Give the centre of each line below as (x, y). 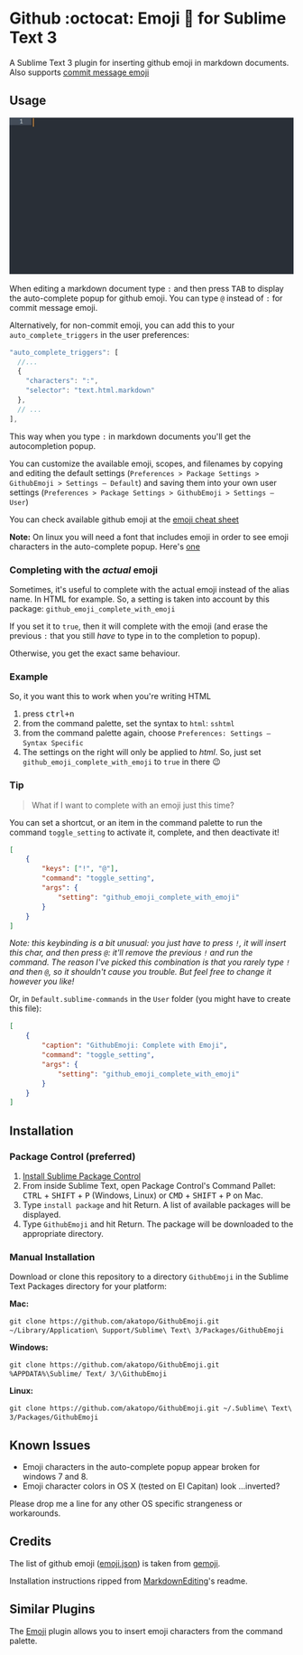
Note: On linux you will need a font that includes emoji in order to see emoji (149, 537)
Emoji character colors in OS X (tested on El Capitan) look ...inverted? (151, 1486)
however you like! (42, 982)
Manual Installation (52, 1257)
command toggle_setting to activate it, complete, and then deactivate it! (144, 832)
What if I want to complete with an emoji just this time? (133, 805)
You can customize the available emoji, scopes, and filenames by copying (147, 463)
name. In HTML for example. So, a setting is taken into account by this (140, 599)
